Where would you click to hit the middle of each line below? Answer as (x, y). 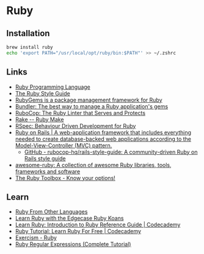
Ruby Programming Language (53, 87)
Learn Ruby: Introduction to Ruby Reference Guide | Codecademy (98, 225)
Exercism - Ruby (36, 238)
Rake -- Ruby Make (39, 119)
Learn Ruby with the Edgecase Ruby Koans (69, 219)
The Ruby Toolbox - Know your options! (65, 177)
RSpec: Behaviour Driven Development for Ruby (75, 125)
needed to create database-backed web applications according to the (103, 139)
